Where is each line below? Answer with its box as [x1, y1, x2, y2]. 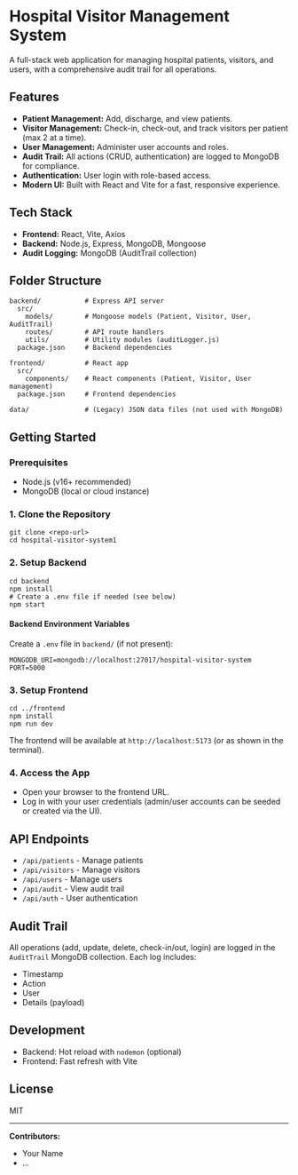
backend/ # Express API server [9, 297, 165, 306]
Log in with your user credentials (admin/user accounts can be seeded [21, 797, 281, 807]
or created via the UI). [21, 806, 103, 816]
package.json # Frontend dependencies [17, 390, 176, 399]
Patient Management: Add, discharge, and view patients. [21, 113, 233, 123]
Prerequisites [9, 456, 68, 468]
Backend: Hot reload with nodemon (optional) [21, 1046, 182, 1057]
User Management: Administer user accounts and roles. [21, 141, 229, 152]
